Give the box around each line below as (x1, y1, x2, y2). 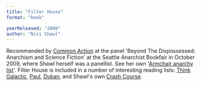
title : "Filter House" (6, 8, 64, 15)
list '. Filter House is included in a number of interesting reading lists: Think (6, 67, 191, 74)
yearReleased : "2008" (6, 25, 61, 31)
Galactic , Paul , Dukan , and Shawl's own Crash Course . (6, 73, 142, 80)
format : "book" (6, 14, 45, 20)
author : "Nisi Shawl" (6, 31, 61, 37)
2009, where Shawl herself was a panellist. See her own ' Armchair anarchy (6, 60, 194, 67)
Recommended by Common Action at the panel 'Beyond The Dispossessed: (6, 48, 196, 55)
